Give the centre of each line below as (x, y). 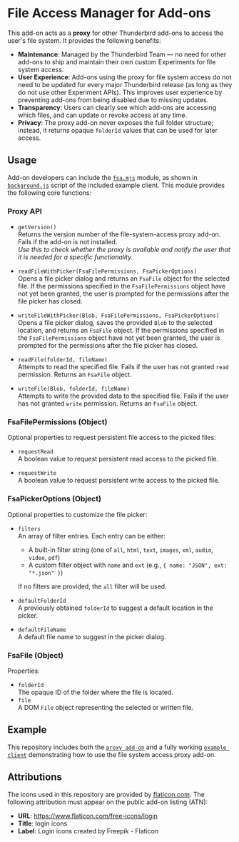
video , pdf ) (44, 557)
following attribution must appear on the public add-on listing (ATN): (108, 802)
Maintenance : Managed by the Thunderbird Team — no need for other (122, 54)
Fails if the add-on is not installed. (67, 242)
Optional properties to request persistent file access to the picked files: (112, 438)
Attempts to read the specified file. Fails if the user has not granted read (123, 367)
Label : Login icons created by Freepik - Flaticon (88, 831)
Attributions (35, 777)
